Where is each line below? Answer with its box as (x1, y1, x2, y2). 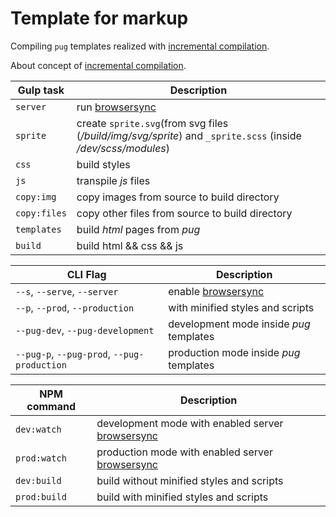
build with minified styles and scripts (96, 490, 269, 504)
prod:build (15, 491, 67, 502)
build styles (76, 157, 131, 171)
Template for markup (10, 7, 189, 30)
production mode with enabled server (96, 445, 274, 459)
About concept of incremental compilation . (10, 59, 187, 71)
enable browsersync (168, 284, 265, 298)
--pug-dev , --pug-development (15, 323, 155, 337)
